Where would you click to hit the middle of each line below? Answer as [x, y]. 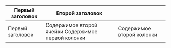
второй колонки [138, 34]
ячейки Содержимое [72, 31]
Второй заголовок [79, 13]
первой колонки [65, 38]
